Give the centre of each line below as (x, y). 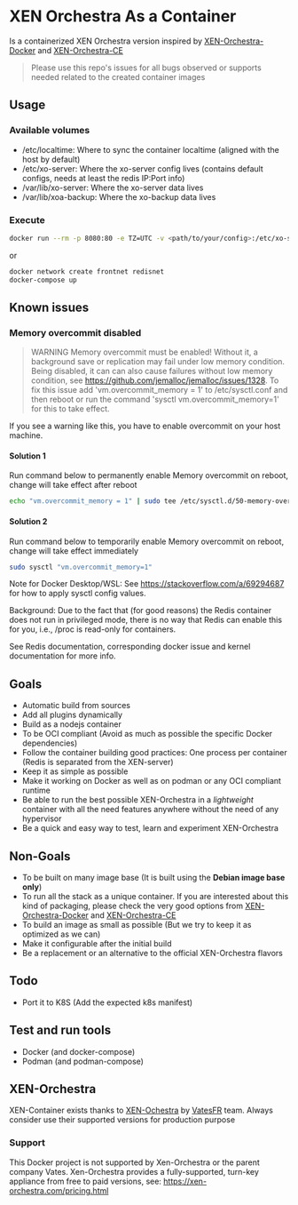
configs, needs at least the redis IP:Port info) (103, 178)
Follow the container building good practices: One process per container (155, 753)
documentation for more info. (63, 656)
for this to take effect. (70, 409)
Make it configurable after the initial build (97, 944)
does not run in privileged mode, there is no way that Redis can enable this (145, 620)
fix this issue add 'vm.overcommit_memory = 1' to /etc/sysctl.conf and (159, 390)
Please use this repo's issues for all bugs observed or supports (146, 68)
